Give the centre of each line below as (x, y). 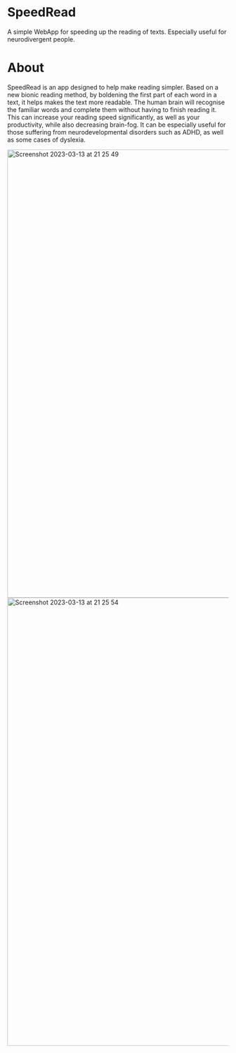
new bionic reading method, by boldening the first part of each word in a (112, 94)
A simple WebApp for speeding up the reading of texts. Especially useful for (117, 32)
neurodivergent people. (41, 39)
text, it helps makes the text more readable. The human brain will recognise (116, 102)
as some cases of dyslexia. (46, 139)
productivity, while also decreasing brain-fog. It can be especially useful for (117, 125)
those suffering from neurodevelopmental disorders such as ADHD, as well (115, 132)
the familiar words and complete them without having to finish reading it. (112, 109)
